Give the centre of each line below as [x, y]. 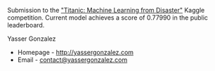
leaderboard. [26, 25]
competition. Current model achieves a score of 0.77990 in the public [108, 18]
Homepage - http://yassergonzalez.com [76, 52]
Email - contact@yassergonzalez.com [72, 60]
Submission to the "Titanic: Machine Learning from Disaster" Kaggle [106, 10]
